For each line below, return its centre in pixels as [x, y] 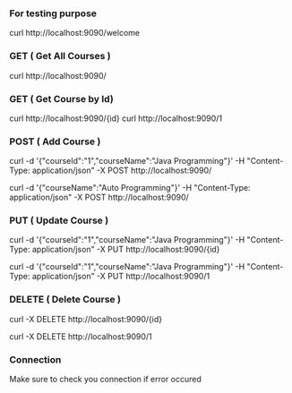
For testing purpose [53, 13]
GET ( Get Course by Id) [61, 98]
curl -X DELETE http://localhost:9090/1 [81, 336]
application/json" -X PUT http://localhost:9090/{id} [126, 250]
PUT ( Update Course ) [59, 220]
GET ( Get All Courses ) [60, 56]
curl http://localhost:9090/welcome [75, 33]
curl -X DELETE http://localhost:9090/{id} [86, 319]
